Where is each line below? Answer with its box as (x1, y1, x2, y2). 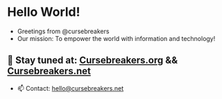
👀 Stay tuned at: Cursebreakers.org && (7, 55, 178, 66)
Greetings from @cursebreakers (17, 27, 110, 35)
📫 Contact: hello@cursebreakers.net (17, 84, 124, 92)
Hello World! (7, 4, 80, 20)
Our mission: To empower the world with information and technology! (17, 34, 216, 42)
